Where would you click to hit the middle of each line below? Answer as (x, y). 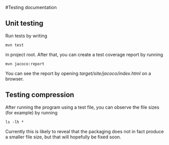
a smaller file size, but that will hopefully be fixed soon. (63, 137)
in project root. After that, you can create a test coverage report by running (84, 54)
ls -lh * (15, 122)
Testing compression (40, 95)
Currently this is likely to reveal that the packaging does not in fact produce (84, 131)
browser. (15, 79)
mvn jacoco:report (25, 64)
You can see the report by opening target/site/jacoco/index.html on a (78, 73)
